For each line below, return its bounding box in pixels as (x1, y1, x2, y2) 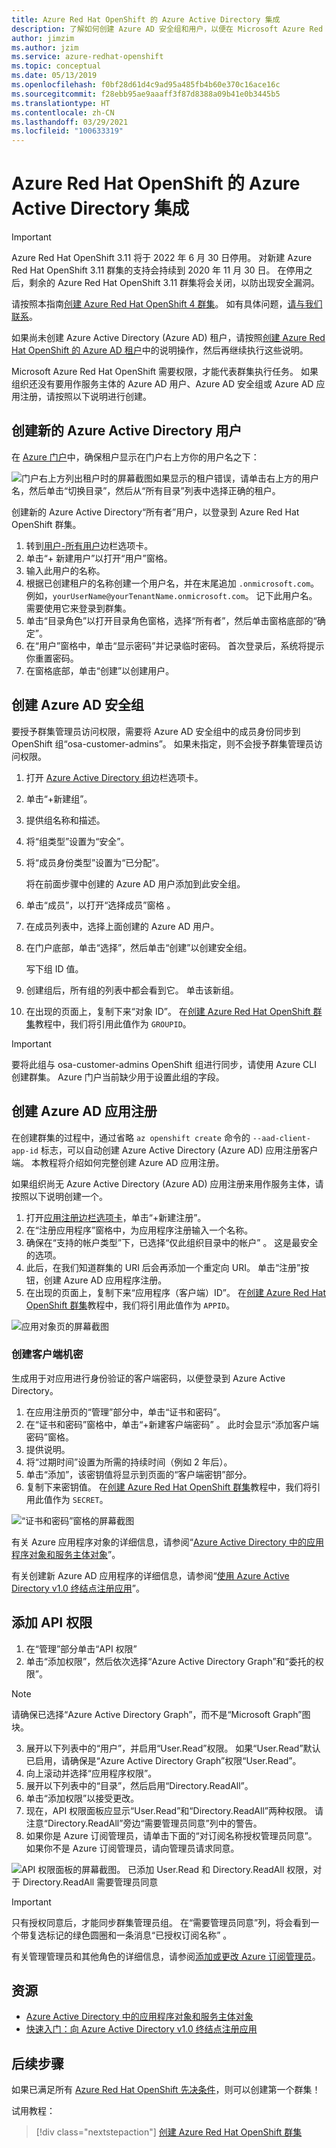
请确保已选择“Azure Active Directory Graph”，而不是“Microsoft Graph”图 (11, 1708, 311, 1720)
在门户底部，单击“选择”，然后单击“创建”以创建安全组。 (25, 941, 253, 953)
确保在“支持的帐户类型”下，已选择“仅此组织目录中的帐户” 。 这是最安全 (25, 1236, 319, 1248)
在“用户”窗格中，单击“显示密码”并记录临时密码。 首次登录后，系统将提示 (25, 639, 325, 651)
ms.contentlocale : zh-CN (11, 107, 115, 118)
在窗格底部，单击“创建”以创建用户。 (25, 664, 175, 676)
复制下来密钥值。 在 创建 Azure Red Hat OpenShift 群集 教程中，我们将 (25, 1481, 313, 1493)
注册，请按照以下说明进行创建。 (19, 391, 152, 403)
